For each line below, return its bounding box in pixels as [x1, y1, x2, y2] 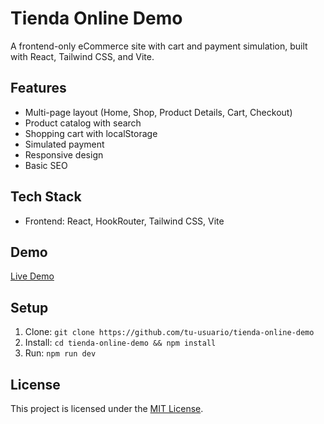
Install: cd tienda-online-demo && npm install [24, 337, 217, 349]
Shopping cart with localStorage [24, 127, 158, 139]
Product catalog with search [24, 117, 142, 129]
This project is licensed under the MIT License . [10, 403, 204, 414]
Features [10, 80, 67, 97]
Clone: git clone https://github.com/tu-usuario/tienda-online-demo [24, 326, 315, 338]
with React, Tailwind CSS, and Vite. [10, 50, 155, 62]
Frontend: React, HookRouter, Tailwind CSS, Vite [24, 215, 225, 227]
